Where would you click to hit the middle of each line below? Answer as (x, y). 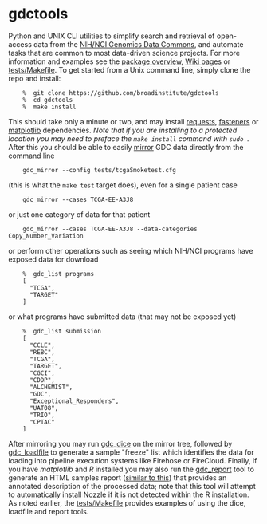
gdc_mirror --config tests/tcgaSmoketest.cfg (100, 170)
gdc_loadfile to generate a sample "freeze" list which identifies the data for (131, 452)
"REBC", (42, 352)
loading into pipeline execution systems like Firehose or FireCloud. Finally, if (133, 460)
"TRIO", (42, 415)
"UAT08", (44, 408)
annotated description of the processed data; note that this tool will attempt (132, 486)
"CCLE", (42, 345)
